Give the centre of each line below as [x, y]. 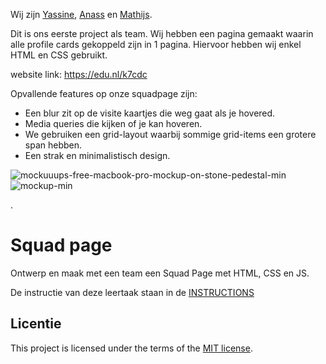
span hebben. [53, 145]
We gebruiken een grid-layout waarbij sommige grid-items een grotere [170, 134]
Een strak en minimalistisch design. [97, 155]
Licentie [36, 324]
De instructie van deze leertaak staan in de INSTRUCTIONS [132, 292]
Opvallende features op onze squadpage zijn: [104, 93]
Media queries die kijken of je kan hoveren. [113, 123]
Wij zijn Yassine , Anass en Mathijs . [81, 14]
